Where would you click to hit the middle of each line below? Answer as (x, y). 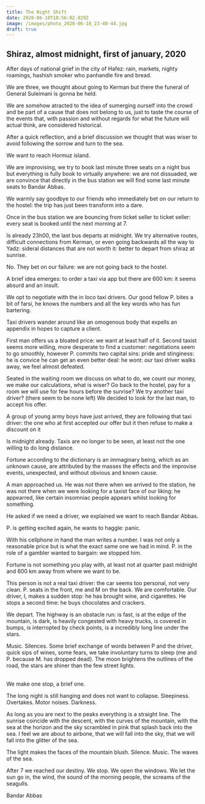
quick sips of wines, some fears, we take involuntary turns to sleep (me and (102, 653)
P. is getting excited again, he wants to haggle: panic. (73, 528)
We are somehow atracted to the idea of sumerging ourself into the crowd (99, 105)
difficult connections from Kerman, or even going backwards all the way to (100, 242)
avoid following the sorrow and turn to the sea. (65, 144)
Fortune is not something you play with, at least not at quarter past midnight (102, 565)
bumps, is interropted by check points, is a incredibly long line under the (97, 628)
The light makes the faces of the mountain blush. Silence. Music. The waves (102, 752)
